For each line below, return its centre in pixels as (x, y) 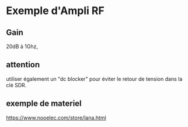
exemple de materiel (44, 104)
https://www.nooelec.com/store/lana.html (56, 118)
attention (23, 65)
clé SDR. (16, 85)
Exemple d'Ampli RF (55, 11)
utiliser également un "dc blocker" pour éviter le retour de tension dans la (94, 79)
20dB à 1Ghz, (22, 46)
